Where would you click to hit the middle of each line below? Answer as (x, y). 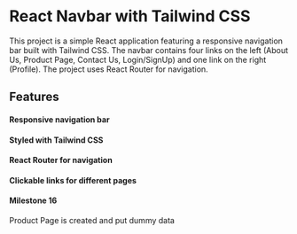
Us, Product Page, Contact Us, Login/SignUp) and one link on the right (138, 59)
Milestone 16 (33, 200)
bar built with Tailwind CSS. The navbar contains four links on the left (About (149, 50)
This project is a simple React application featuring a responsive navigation (146, 41)
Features (34, 97)
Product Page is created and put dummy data (92, 220)
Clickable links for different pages (73, 180)
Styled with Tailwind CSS (56, 140)
